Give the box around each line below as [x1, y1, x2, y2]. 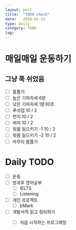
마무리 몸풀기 [12, 139, 38, 145]
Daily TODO [5, 156, 54, 167]
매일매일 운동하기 [5, 53, 72, 65]
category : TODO [5, 26, 37, 31]
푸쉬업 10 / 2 [12, 107, 37, 113]
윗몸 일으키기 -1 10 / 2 [12, 126, 56, 132]
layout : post [5, 7, 32, 12]
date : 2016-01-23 [5, 16, 46, 21]
